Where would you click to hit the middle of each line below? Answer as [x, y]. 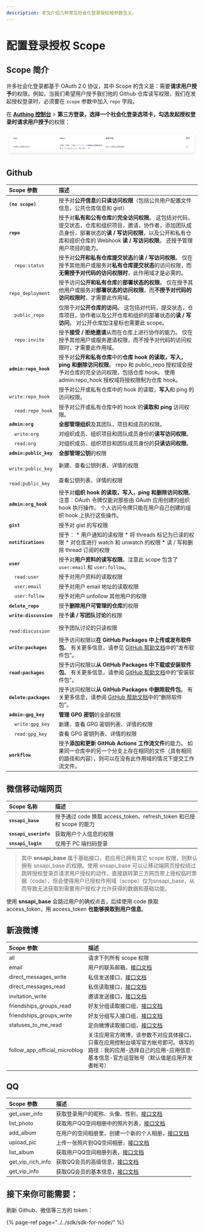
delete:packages [29, 697]
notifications [27, 543]
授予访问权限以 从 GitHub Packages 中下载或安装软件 [125, 665]
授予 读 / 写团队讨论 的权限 [90, 615]
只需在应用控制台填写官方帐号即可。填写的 [141, 1042]
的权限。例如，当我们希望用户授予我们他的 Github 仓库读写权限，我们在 [101, 93]
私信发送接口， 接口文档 [117, 977]
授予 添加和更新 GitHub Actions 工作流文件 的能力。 [122, 743]
